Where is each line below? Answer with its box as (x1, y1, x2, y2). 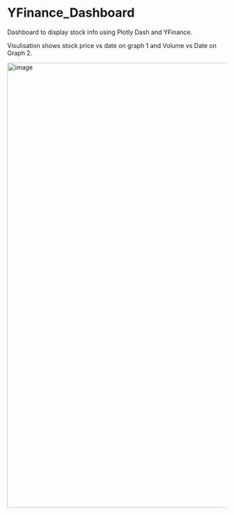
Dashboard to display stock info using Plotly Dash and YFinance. (7, 28, 193, 36)
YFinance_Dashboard (7, 5, 135, 21)
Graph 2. (7, 49, 33, 57)
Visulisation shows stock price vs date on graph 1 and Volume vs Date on (7, 41, 217, 49)
